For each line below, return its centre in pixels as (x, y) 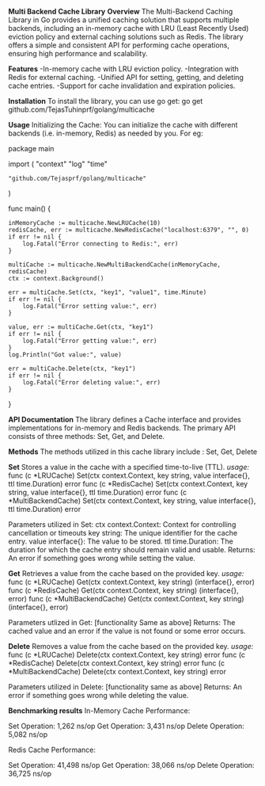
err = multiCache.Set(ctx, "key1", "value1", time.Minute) (108, 292)
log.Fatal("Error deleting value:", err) (91, 383)
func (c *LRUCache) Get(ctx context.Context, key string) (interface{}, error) (132, 582)
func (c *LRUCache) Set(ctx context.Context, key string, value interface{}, (129, 475)
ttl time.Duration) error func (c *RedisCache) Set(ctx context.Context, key (128, 484)
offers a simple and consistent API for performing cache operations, (119, 45)
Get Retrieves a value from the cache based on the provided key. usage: (126, 573)
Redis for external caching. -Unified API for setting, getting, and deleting (126, 77)
